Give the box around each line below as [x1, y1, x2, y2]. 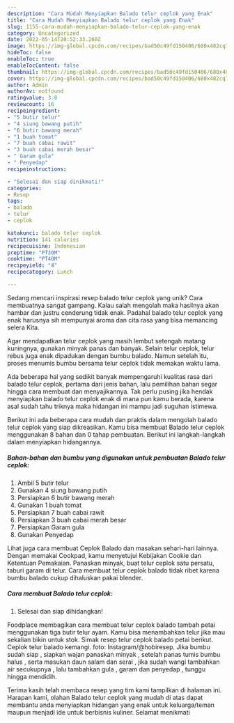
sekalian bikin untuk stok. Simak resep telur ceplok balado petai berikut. [7, 635, 214, 644]
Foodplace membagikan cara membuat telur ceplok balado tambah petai [7, 621, 216, 629]
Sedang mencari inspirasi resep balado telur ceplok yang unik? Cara [7, 293, 203, 302]
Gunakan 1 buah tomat [17, 501, 82, 509]
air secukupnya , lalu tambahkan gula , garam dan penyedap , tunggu [7, 664, 206, 673]
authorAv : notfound [7, 88, 64, 95]
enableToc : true [7, 56, 54, 63]
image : [7, 42, 26, 49]
